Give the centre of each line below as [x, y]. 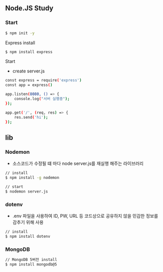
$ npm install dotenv [28, 236]
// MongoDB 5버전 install [31, 259]
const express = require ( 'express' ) [43, 80]
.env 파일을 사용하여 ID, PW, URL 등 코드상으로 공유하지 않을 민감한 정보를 [85, 216]
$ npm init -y [20, 33]
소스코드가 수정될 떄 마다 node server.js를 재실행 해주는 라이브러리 [78, 163]
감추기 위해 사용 [28, 222]
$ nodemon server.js [27, 191]
